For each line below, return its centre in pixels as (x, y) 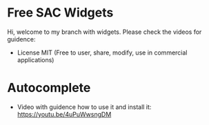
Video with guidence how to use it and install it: (84, 107)
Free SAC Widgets (60, 13)
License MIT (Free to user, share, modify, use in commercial (102, 52)
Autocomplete (49, 88)
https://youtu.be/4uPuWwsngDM (64, 114)
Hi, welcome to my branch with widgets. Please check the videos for (104, 32)
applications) (36, 59)
